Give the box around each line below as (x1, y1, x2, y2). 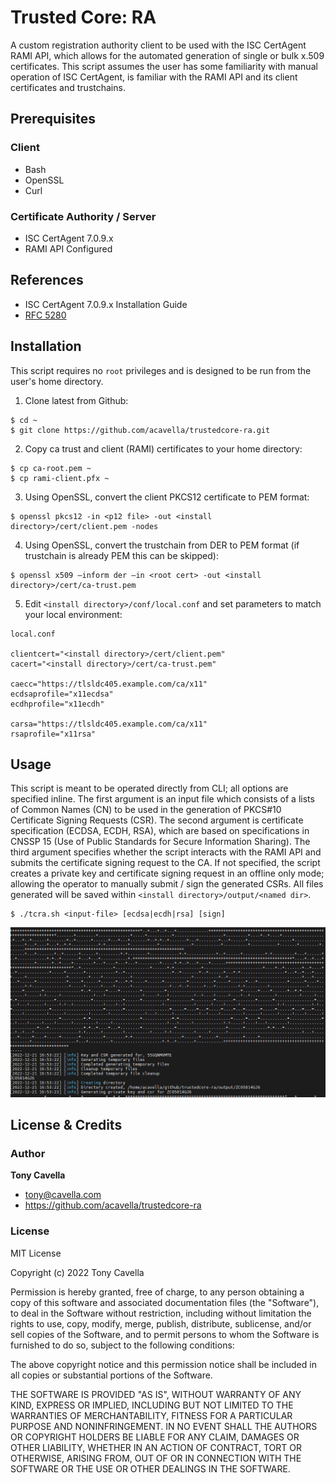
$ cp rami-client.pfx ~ (10, 473, 110, 483)
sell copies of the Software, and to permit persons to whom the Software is (10, 1328, 320, 1340)
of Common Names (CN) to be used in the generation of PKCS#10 (10, 804, 282, 816)
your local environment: (24, 608, 123, 620)
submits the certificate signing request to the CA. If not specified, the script (10, 857, 321, 869)
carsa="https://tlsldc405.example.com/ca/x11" (10, 719, 208, 729)
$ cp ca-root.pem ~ (10, 463, 92, 473)
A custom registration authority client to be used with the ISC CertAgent (10, 39, 307, 51)
